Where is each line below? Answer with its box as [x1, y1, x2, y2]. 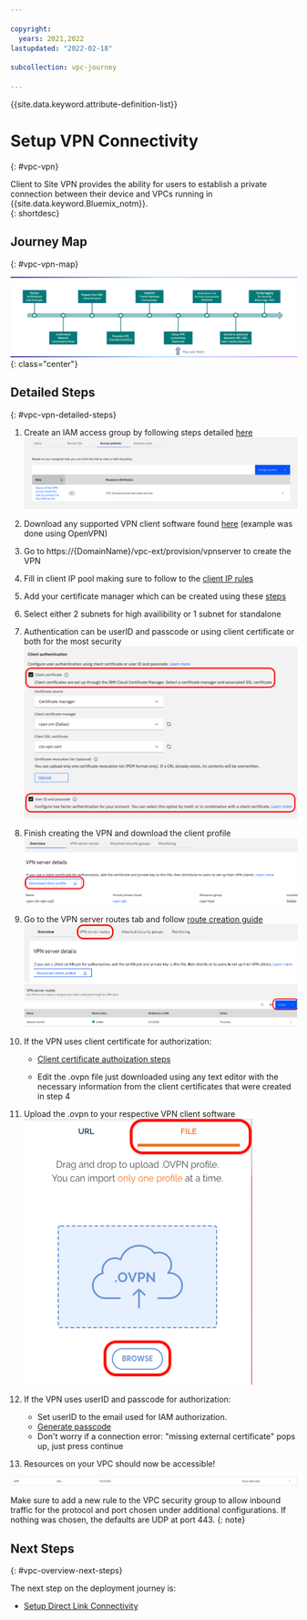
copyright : [10, 24, 52, 34]
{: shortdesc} [10, 207, 60, 218]
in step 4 [36, 1090, 71, 1101]
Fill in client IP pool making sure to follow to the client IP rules [23, 573, 254, 584]
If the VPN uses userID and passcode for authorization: [23, 1394, 231, 1404]
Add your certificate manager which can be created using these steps [23, 590, 286, 602]
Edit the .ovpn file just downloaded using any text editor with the [36, 1071, 279, 1082]
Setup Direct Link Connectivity [23, 1601, 138, 1612]
